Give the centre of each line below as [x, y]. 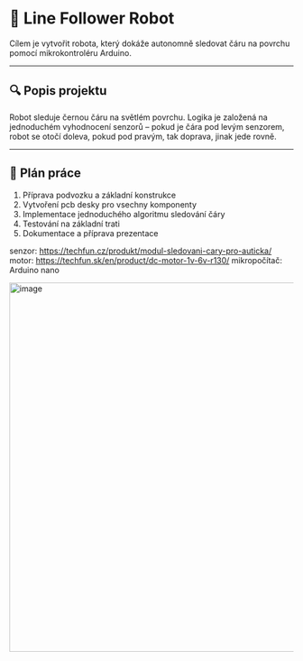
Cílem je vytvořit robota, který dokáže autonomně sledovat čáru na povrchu [150, 43]
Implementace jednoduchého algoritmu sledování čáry [124, 214]
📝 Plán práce [45, 174]
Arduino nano [35, 270]
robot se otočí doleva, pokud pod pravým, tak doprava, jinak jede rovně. [143, 136]
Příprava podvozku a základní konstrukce [99, 195]
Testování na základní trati [71, 224]
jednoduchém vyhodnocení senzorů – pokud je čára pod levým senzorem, [147, 126]
